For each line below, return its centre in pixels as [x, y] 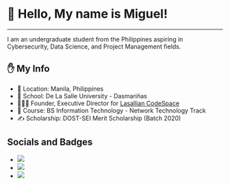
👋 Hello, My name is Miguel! [87, 14]
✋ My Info [28, 69]
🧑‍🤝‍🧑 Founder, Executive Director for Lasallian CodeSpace [98, 103]
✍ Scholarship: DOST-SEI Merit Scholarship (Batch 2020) [99, 118]
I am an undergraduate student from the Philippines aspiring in [95, 39]
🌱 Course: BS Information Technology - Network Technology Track [112, 110]
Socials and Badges [50, 142]
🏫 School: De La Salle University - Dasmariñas [82, 96]
